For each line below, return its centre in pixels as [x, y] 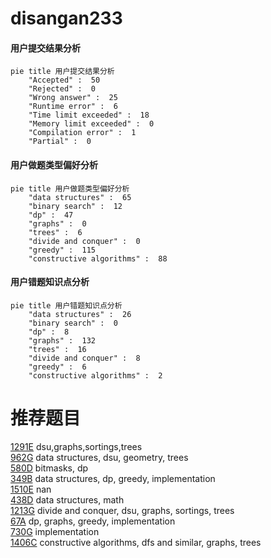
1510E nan [31, 489]
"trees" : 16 [57, 349]
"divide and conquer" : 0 [84, 241]
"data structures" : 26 [80, 314]
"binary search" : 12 [75, 206]
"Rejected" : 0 [62, 89]
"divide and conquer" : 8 [84, 358]
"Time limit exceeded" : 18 [89, 115]
